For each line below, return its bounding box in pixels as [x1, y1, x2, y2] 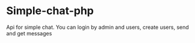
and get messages [6, 29, 52, 37]
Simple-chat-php [6, 4, 94, 18]
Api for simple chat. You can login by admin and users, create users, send [6, 24, 190, 31]
